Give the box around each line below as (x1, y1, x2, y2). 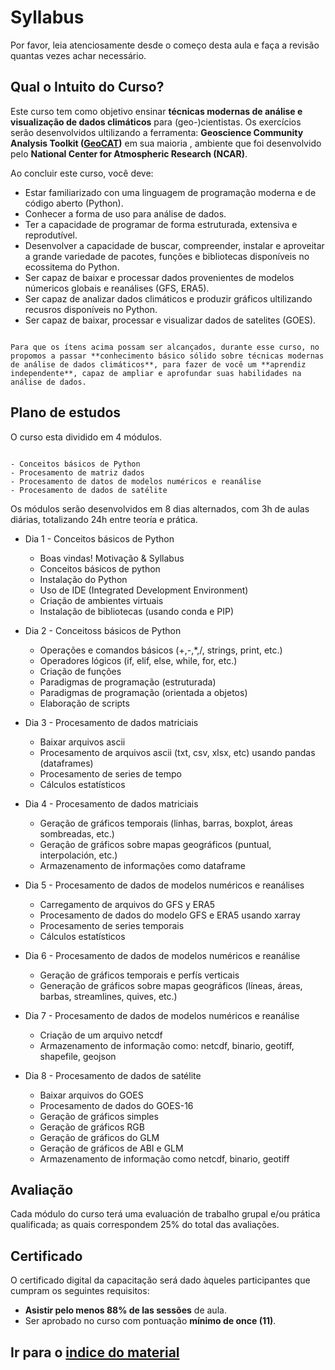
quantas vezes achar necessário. (10, 49, 147, 61)
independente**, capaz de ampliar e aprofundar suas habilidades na (10, 368, 302, 378)
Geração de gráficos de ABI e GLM (39, 1142, 184, 1154)
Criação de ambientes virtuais (39, 594, 164, 606)
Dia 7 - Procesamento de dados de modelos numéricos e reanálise (24, 1009, 300, 1021)
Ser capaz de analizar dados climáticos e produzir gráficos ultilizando (24, 292, 313, 305)
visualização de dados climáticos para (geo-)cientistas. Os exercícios (10, 116, 302, 128)
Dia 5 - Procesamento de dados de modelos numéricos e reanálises (24, 879, 305, 891)
